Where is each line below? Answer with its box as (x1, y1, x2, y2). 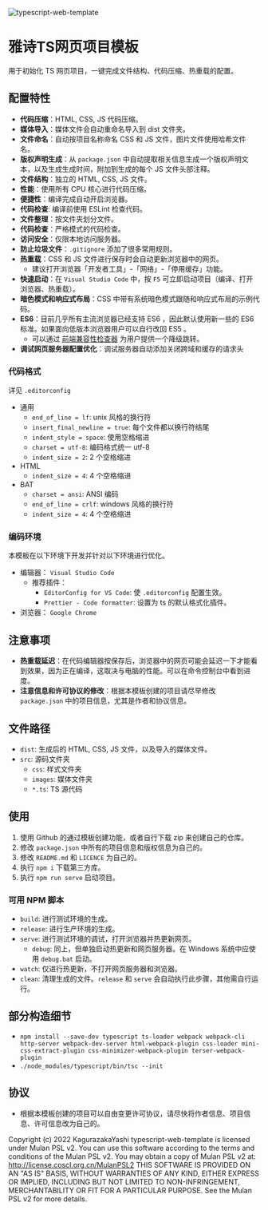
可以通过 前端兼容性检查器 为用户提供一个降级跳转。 (31, 334, 204, 343)
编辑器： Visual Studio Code (19, 568, 115, 577)
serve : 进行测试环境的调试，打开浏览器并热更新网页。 (19, 934, 196, 944)
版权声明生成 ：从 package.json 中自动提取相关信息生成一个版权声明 (19, 154, 242, 164)
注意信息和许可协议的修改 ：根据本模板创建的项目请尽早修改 (19, 686, 216, 696)
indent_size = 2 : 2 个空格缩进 (31, 452, 132, 462)
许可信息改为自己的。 (33, 1118, 104, 1128)
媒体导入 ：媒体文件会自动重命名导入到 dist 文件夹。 (19, 124, 190, 133)
